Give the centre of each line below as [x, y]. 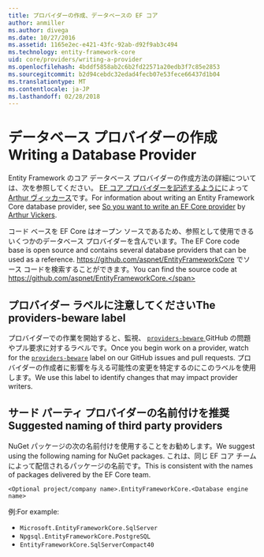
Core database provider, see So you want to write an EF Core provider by [127, 207]
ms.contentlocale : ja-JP [49, 89]
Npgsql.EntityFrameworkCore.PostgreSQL [85, 536]
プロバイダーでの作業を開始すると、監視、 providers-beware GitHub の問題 [130, 338]
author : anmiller [37, 23]
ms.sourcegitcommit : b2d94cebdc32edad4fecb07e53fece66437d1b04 [114, 74]
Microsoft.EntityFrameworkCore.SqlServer [88, 528]
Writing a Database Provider [102, 155]
